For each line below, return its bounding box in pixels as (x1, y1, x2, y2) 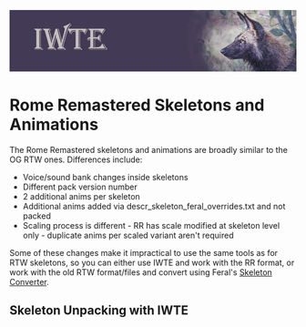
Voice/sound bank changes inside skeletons (22, 171, 189, 182)
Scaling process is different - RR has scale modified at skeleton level (22, 220, 280, 230)
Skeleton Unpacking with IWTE (9, 302, 189, 319)
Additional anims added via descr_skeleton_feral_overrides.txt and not (22, 200, 286, 211)
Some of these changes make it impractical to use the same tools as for (9, 247, 279, 258)
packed (22, 210, 52, 221)
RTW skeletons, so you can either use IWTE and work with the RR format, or (9, 257, 295, 268)
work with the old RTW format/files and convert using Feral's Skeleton (9, 266, 273, 278)
